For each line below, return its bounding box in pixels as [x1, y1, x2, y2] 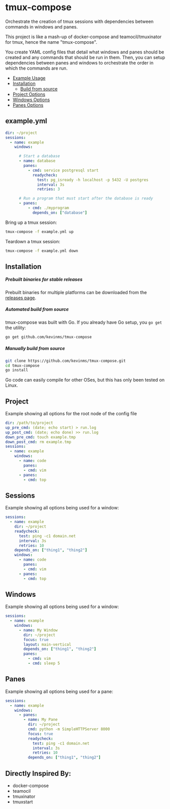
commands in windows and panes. [5, 23, 78, 30]
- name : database [18, 158, 56, 164]
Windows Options [12, 96, 50, 103]
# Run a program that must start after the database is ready [18, 196, 153, 201]
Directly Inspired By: [5, 769, 71, 777]
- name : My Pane [23, 717, 58, 723]
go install [5, 368, 28, 373]
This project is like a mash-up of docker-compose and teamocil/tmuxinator [5, 34, 162, 40]
